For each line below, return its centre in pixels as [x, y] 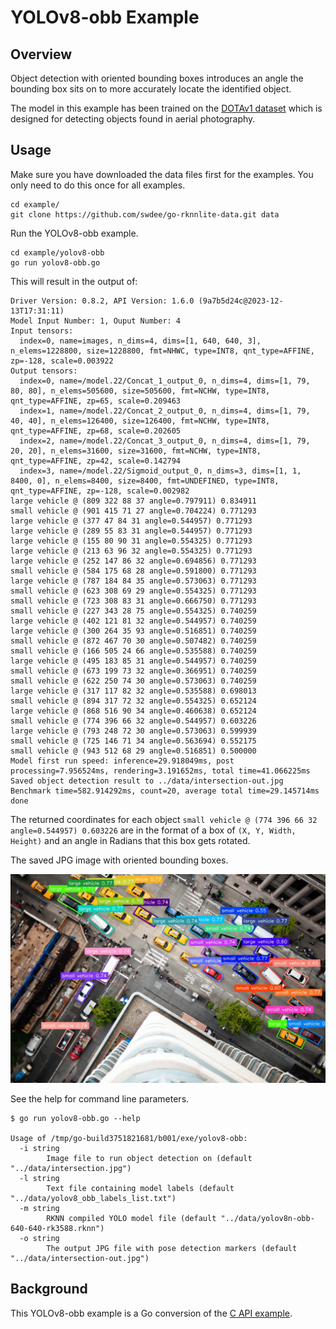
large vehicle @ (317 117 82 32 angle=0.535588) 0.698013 [133, 691]
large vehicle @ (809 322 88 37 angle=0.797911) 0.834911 [133, 501]
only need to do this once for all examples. [98, 185]
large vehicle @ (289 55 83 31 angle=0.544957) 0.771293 [131, 531]
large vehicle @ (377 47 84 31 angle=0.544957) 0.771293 [131, 521]
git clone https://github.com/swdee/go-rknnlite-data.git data [145, 214]
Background [49, 1289]
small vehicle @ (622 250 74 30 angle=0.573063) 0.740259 [133, 681]
